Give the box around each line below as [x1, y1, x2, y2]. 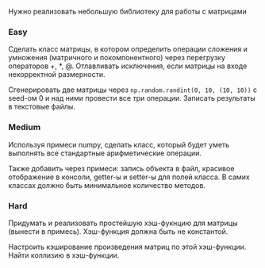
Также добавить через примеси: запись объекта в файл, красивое [8, 163, 235, 173]
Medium [8, 122, 41, 133]
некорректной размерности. [8, 70, 106, 79]
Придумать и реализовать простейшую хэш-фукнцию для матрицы [8, 218, 238, 228]
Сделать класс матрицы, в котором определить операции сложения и [8, 44, 248, 54]
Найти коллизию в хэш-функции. [8, 250, 120, 260]
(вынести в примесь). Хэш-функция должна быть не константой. [8, 226, 229, 236]
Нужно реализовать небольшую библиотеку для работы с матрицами [8, 7, 248, 16]
